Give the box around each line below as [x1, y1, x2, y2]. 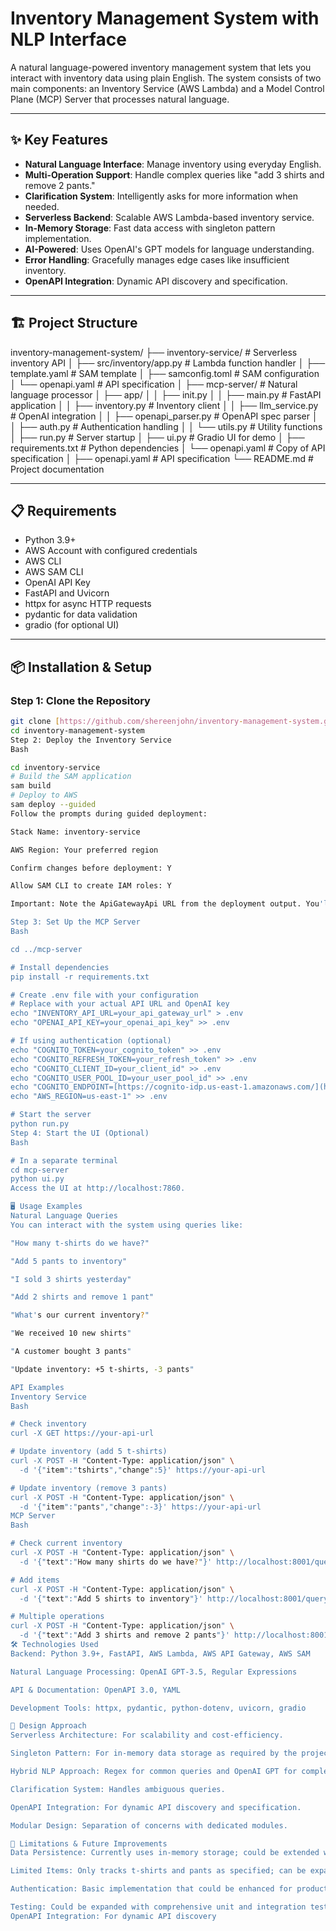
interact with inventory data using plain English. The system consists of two [10, 72, 322, 84]
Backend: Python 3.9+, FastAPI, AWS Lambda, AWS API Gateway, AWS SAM [10, 1648, 311, 1659]
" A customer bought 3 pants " [10, 1347, 132, 1357]
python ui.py [10, 1174, 65, 1184]
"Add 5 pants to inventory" [10, 1256, 128, 1266]
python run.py [10, 1119, 70, 1129]
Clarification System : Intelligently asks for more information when [24, 190, 298, 202]
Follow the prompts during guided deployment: [10, 808, 208, 819]
